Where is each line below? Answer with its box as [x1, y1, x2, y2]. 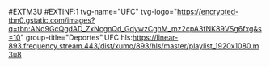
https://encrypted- [176, 7, 239, 16]
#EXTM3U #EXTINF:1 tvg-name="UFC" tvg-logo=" [8, 7, 178, 16]
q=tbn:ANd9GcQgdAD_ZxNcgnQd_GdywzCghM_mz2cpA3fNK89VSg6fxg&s [8, 24, 263, 33]
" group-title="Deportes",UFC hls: [19, 32, 133, 42]
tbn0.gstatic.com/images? [8, 15, 95, 25]
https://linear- [132, 32, 179, 42]
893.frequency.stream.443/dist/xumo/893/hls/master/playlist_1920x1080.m [8, 41, 259, 51]
